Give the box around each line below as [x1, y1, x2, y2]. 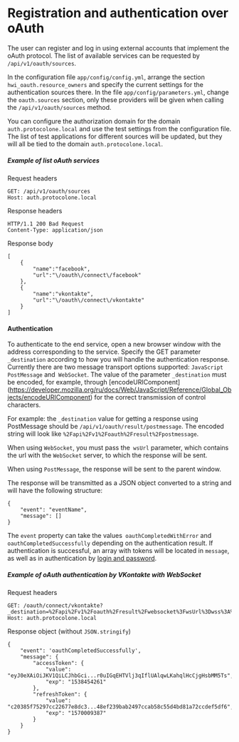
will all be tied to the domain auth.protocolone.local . [7, 139, 164, 148]
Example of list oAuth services [7, 156, 100, 165]
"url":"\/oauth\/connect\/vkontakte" [33, 296, 144, 304]
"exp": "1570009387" [45, 710, 107, 717]
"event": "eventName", [20, 507, 87, 514]
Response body [7, 239, 53, 248]
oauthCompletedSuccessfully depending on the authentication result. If [7, 539, 213, 547]
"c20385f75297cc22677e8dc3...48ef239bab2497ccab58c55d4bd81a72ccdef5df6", [7, 703, 234, 711]
